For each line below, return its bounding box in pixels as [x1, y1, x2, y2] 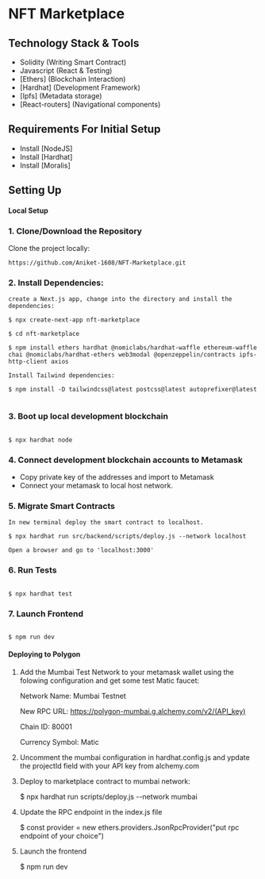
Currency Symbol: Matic [19, 738, 99, 747]
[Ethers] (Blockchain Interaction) [19, 75, 126, 83]
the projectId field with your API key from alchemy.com [19, 761, 200, 771]
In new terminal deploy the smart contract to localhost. [8, 519, 204, 526]
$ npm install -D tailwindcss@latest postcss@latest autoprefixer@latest [8, 386, 258, 394]
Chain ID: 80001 [19, 722, 73, 731]
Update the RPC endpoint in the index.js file [19, 808, 163, 817]
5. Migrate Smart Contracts [8, 500, 115, 511]
